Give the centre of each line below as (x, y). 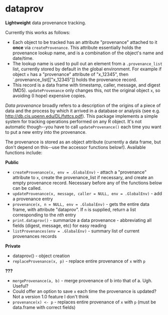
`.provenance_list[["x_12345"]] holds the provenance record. (75, 80)
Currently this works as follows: (38, 32)
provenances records (34, 236)
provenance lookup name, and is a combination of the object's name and (88, 53)
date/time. (23, 58)
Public (12, 162)
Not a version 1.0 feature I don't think (51, 296)
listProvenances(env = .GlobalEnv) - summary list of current (76, 231)
